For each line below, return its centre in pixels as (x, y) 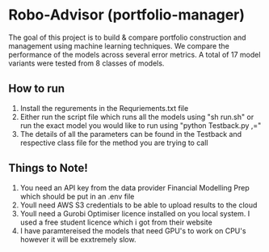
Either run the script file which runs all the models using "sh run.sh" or (137, 117)
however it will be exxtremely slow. (78, 239)
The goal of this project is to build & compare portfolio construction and (127, 37)
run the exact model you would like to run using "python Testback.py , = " (141, 125)
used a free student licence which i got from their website (116, 222)
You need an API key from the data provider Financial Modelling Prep (135, 187)
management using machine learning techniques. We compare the (119, 45)
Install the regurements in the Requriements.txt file (104, 108)
